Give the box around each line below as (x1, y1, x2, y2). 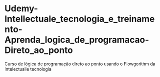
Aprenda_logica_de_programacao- (4, 34, 150, 46)
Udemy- (4, 3, 38, 14)
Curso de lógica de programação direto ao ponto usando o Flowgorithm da (4, 61, 156, 67)
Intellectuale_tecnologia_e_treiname (4, 13, 155, 25)
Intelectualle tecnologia (4, 66, 52, 72)
